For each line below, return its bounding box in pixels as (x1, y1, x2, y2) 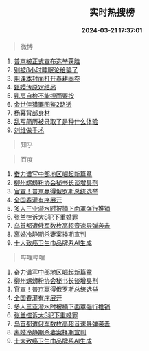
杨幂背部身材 (13, 109, 50, 117)
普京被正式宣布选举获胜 (13, 57, 80, 65)
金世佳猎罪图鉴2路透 (13, 100, 72, 108)
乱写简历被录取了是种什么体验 (13, 117, 98, 125)
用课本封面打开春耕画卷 (13, 74, 80, 83)
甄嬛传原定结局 (13, 83, 56, 91)
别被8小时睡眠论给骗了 (13, 65, 78, 74)
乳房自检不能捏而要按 (13, 92, 74, 100)
